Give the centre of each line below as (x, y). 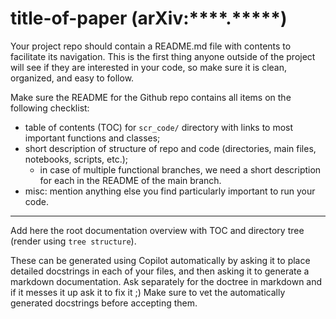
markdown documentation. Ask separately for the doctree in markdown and (166, 281)
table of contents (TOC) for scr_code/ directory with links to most (159, 127)
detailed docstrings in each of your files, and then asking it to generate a (160, 271)
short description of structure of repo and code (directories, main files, (170, 148)
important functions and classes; (92, 138)
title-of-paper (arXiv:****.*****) (149, 18)
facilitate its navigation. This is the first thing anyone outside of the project (163, 56)
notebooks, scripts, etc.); (76, 159)
